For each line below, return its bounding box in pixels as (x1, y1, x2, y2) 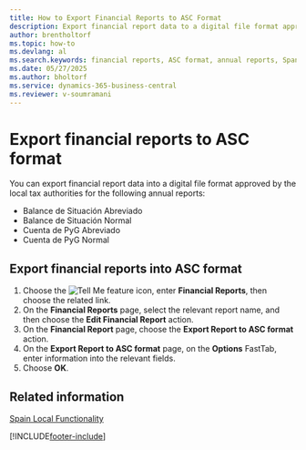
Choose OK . (22, 363, 69, 373)
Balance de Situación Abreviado (22, 206, 143, 217)
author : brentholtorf (9, 30, 92, 39)
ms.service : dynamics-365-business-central (9, 81, 178, 90)
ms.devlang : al (9, 47, 67, 56)
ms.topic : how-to (9, 38, 76, 48)
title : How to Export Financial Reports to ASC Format (9, 13, 222, 23)
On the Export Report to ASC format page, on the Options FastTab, (22, 343, 278, 354)
